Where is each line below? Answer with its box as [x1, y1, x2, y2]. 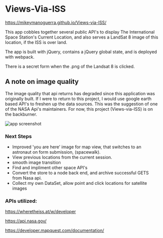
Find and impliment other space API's [12, 165, 88, 171]
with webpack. [5, 54, 35, 59]
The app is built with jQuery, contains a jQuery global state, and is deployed [5, 49, 157, 55]
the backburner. [5, 111, 38, 117]
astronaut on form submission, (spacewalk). [12, 149, 101, 155]
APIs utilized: [5, 198, 38, 204]
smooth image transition [12, 159, 61, 165]
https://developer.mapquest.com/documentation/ [5, 228, 104, 234]
